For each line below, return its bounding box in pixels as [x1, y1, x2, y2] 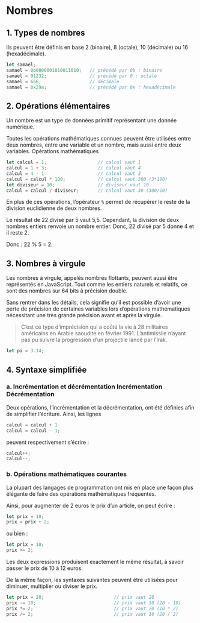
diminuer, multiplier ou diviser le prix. [6, 583, 98, 590]
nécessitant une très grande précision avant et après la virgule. [6, 312, 162, 319]
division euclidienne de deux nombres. [6, 204, 102, 212]
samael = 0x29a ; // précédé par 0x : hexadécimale [6, 84, 176, 90]
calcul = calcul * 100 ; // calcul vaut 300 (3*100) [6, 176, 168, 182]
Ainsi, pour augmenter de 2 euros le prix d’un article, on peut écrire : [6, 502, 175, 509]
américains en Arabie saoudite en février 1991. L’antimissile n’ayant [20, 330, 186, 337]
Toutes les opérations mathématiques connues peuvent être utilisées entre [6, 135, 191, 142]
